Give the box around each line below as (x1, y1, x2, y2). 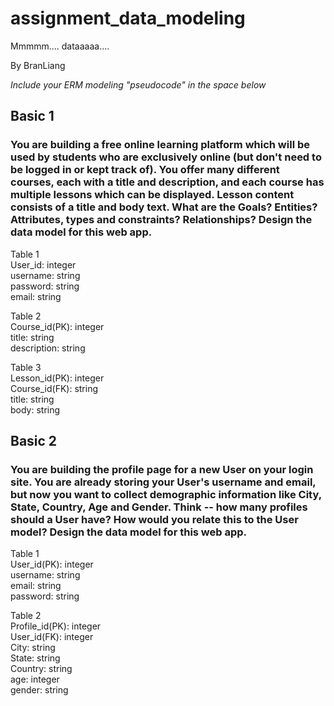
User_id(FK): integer (10, 631, 94, 643)
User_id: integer (10, 258, 77, 271)
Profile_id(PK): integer (10, 620, 102, 632)
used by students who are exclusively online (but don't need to (10, 150, 322, 164)
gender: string (10, 684, 69, 696)
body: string (10, 403, 61, 416)
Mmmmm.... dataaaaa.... (10, 40, 110, 52)
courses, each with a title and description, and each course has (10, 175, 325, 189)
